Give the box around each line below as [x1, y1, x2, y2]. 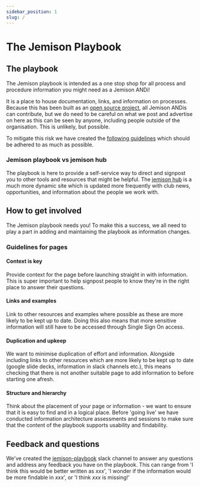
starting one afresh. [6, 376, 55, 383]
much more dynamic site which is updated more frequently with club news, [6, 182, 190, 189]
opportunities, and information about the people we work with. [6, 188, 160, 195]
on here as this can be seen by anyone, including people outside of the [6, 117, 180, 124]
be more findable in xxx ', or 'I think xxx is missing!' [6, 474, 130, 481]
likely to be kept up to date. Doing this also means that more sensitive [6, 317, 177, 324]
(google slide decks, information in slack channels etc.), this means [6, 363, 171, 370]
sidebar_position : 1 [6, 8, 58, 15]
